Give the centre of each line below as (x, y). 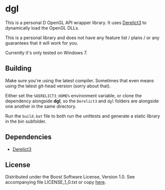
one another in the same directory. (41, 106)
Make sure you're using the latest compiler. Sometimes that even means (80, 80)
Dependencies (28, 137)
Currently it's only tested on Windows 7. (46, 53)
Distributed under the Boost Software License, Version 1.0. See (70, 177)
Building (18, 68)
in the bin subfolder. (26, 121)
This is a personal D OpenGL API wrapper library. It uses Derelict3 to (76, 23)
